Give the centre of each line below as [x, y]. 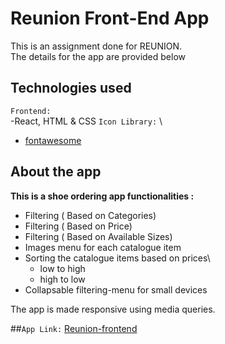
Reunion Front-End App [110, 18]
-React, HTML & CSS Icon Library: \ [86, 121]
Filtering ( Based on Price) [78, 226]
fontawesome [53, 140]
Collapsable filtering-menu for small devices [116, 289]
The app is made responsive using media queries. [113, 309]
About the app [56, 172]
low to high [62, 268]
